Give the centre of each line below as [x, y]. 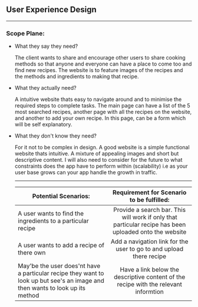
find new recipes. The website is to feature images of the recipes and [99, 70]
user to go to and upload [150, 249]
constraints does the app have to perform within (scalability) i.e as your [101, 166]
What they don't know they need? [56, 136]
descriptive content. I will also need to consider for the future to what [98, 160]
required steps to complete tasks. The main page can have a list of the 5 [102, 106]
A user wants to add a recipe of [61, 246]
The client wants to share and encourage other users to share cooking [100, 58]
